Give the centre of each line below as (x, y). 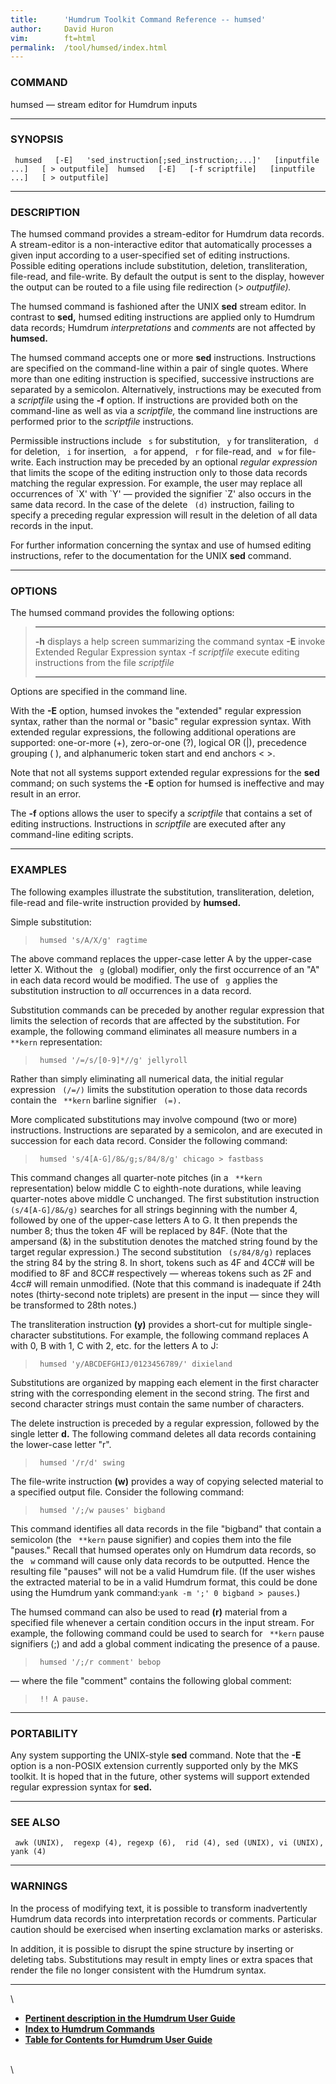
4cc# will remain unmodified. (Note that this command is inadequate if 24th (166, 1283)
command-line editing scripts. (72, 835)
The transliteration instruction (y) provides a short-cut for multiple (146, 1324)
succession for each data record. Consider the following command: (149, 1140)
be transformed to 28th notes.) (74, 1305)
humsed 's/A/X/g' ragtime (93, 940)
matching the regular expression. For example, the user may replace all (156, 483)
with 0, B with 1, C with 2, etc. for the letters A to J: (114, 1345)
